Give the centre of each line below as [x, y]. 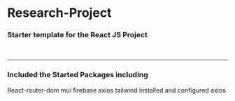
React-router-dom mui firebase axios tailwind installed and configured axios [116, 90]
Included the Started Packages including [78, 75]
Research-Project [59, 13]
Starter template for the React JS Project [78, 35]
